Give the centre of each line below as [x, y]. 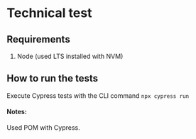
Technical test [49, 13]
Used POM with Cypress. [44, 128]
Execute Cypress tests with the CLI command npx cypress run [98, 95]
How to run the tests [53, 78]
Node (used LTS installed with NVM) [70, 56]
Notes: [17, 112]
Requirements [38, 39]
